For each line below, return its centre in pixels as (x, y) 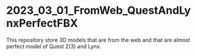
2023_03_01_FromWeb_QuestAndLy (98, 11)
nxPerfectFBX (42, 23)
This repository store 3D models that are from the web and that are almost (98, 40)
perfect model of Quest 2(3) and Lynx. (54, 46)
